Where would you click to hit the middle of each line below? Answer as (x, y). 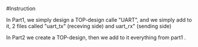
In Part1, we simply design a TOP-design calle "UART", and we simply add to (99, 20)
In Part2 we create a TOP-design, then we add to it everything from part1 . (96, 37)
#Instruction (21, 9)
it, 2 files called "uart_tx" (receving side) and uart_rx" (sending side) (89, 26)
